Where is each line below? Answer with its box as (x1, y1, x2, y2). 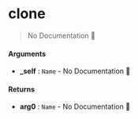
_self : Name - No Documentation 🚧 (19, 66, 131, 76)
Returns (8, 84, 35, 94)
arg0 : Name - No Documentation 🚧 (19, 102, 131, 111)
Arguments (8, 49, 47, 58)
